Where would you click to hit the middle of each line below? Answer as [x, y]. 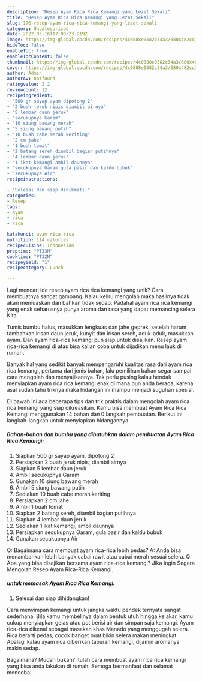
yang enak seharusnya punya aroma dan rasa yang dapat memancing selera [101, 309]
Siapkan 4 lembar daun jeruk [51, 520]
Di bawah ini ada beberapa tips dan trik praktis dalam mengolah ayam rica [98, 401]
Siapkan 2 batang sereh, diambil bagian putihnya [76, 513]
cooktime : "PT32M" [30, 256]
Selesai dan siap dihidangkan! [52, 598]
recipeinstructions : [33, 179]
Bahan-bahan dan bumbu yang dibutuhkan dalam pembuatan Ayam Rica [100, 434]
